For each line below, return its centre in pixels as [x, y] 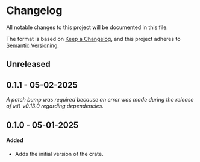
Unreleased [29, 64]
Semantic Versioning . [33, 45]
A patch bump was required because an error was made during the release [100, 100]
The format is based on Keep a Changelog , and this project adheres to [93, 39]
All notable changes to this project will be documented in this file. [87, 27]
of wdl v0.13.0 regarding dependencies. [55, 106]
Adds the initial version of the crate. [59, 154]
